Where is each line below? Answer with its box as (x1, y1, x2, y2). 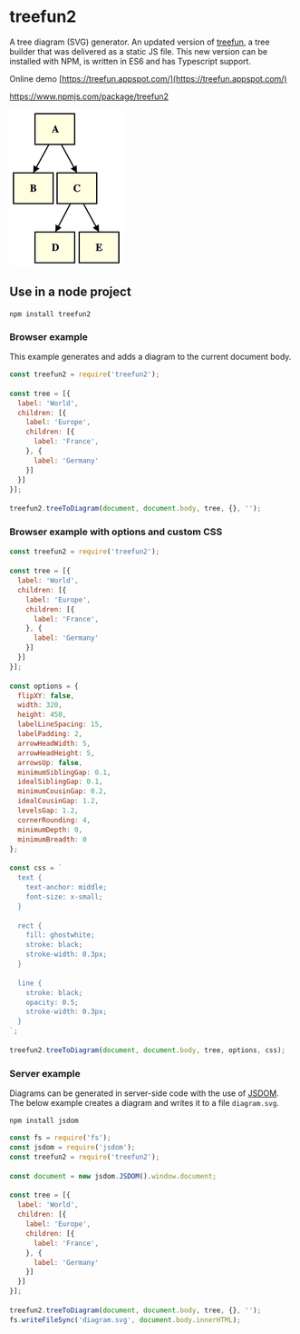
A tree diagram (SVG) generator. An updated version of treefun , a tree (9, 36, 270, 47)
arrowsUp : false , (17, 758, 83, 767)
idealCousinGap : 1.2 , (17, 797, 100, 806)
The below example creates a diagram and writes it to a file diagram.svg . (9, 1098, 279, 1109)
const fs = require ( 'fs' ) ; (9, 1133, 111, 1142)
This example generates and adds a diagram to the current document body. (9, 352, 292, 363)
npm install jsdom (9, 1116, 79, 1126)
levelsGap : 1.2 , (17, 806, 79, 815)
